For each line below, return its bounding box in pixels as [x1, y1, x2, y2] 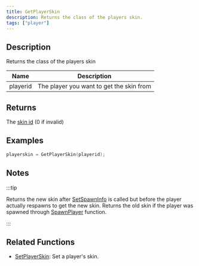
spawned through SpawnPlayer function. [6, 208, 107, 215]
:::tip [6, 184, 17, 191]
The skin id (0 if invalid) [6, 118, 64, 126]
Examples [6, 136, 44, 146]
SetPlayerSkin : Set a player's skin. [14, 253, 99, 260]
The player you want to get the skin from [38, 82, 151, 90]
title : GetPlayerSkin [6, 8, 60, 15]
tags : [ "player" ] [6, 20, 50, 26]
